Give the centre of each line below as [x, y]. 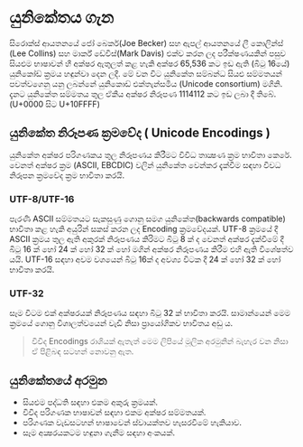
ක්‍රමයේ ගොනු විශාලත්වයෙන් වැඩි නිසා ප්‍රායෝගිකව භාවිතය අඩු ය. [121, 323]
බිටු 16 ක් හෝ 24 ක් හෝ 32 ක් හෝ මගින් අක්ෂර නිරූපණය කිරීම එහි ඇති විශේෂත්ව [151, 249]
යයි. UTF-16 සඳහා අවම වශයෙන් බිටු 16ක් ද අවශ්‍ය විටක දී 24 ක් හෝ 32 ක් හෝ [145, 259]
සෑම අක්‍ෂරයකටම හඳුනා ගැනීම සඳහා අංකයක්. [99, 433]
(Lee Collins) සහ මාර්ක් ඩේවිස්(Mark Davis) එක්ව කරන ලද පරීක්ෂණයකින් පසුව [148, 53]
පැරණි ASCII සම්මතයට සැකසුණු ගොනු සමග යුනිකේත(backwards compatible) [147, 219]
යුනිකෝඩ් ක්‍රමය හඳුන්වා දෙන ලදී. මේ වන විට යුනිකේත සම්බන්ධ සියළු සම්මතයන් [146, 73]
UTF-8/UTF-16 [42, 199]
